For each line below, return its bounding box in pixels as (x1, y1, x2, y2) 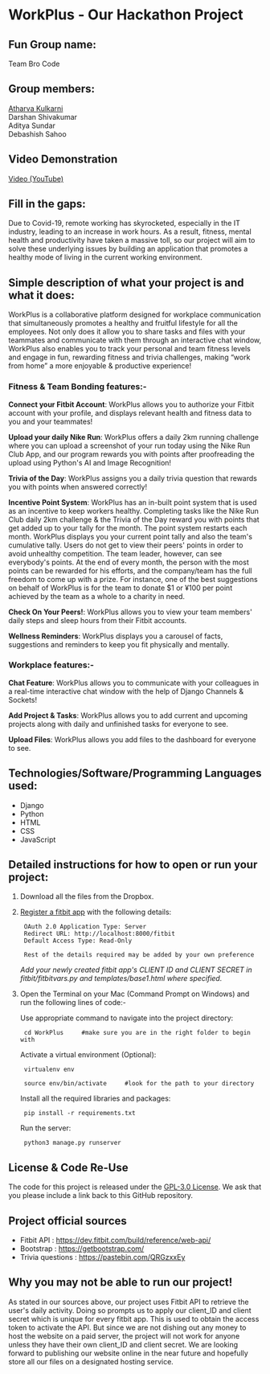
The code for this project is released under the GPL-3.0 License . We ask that (8, 1182, 262, 1191)
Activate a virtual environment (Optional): (19, 1050, 157, 1060)
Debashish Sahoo (8, 129, 67, 138)
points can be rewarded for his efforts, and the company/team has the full (8, 565, 252, 576)
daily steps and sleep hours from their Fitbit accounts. (8, 615, 187, 625)
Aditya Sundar (8, 121, 56, 130)
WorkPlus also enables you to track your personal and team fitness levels (8, 344, 251, 354)
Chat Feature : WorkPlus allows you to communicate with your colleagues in (8, 678, 260, 687)
